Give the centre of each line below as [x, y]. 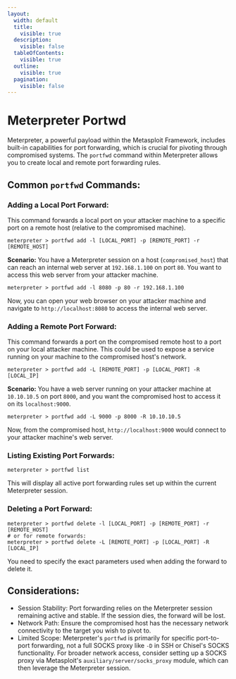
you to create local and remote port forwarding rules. [84, 163]
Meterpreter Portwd [67, 121]
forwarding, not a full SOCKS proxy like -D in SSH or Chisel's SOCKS [130, 645]
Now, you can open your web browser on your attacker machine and [107, 301]
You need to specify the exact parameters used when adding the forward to [117, 561]
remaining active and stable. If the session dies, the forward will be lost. [122, 615]
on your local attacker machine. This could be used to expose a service [111, 349]
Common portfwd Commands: [74, 185]
